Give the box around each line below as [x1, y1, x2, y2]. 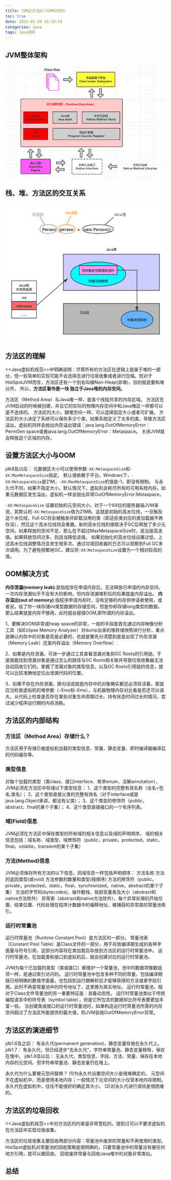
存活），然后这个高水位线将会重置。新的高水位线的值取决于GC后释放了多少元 [5, 521, 166, 527]
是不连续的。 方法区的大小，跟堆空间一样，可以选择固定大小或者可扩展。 [5, 409, 158, 415]
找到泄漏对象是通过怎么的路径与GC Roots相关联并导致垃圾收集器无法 [18, 657, 164, 663]
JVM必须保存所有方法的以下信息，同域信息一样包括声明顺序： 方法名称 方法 [5, 870, 165, 876]
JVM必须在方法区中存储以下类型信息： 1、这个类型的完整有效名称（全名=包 [5, 784, 164, 791]
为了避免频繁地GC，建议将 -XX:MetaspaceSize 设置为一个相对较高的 [22, 547, 162, 553]
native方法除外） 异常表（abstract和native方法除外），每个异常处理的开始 [5, 895, 159, 901]
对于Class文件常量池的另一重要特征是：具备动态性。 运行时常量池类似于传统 [5, 990, 165, 997]
